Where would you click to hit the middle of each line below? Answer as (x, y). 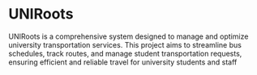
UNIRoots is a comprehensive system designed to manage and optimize (128, 36)
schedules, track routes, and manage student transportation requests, (125, 53)
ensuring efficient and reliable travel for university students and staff (123, 62)
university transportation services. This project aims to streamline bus (125, 44)
